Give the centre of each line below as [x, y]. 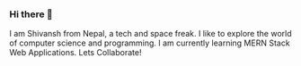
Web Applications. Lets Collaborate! [75, 53]
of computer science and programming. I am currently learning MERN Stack [150, 43]
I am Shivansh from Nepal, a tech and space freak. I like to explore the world [150, 34]
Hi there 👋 [31, 14]
